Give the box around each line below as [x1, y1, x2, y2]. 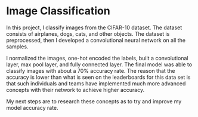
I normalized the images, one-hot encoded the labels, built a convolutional [6, 54, 188, 61]
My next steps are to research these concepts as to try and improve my [6, 97, 182, 105]
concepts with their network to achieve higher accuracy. [6, 86, 145, 93]
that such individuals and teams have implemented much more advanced [6, 79, 186, 87]
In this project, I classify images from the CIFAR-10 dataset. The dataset [6, 24, 182, 31]
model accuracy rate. [6, 104, 58, 111]
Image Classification [6, 4, 110, 18]
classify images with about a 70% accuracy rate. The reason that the [6, 67, 175, 74]
